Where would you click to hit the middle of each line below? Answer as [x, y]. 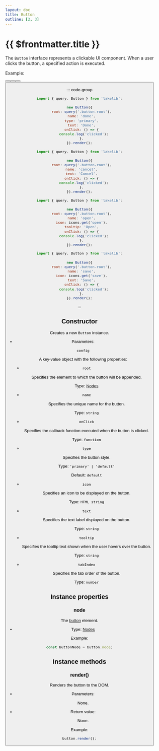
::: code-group [79, 89]
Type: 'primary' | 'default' [87, 466]
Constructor [79, 322]
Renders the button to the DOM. [79, 685]
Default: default [87, 475]
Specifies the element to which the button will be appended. [87, 377]
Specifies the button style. [87, 457]
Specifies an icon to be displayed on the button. [87, 493]
